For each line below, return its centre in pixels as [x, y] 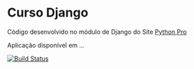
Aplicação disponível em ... [46, 45]
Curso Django [48, 13]
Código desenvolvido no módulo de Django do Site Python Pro [97, 32]
